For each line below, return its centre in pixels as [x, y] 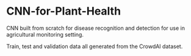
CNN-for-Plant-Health [63, 11]
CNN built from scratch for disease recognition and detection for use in [95, 28]
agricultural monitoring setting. [45, 34]
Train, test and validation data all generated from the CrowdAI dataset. [95, 46]
